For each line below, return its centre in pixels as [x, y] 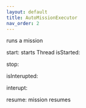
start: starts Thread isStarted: [43, 52]
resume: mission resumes [39, 100]
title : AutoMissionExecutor [42, 18]
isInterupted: [22, 76]
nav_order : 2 [23, 23]
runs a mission [25, 41]
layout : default [27, 12]
